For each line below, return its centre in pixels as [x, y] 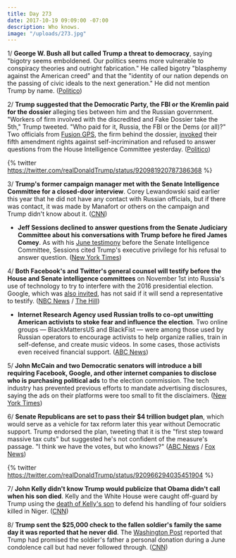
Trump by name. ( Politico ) [45, 91]
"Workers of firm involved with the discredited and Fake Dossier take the [113, 120]
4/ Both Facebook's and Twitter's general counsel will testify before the [114, 271]
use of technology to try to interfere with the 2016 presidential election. [110, 286]
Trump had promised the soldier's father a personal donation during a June [116, 540]
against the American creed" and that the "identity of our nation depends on [118, 76]
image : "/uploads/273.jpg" [47, 33]
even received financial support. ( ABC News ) [83, 352]
